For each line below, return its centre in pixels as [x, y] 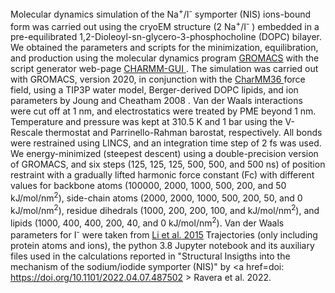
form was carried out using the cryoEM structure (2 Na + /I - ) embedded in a [165, 25]
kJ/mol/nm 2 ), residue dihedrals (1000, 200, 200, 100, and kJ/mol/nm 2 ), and [165, 209]
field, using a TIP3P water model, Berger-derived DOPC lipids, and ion [154, 90]
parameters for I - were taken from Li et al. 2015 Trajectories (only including [164, 234]
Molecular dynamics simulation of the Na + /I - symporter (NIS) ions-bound [161, 13]
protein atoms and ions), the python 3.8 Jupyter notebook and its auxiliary [162, 245]
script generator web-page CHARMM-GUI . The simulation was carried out [164, 69]
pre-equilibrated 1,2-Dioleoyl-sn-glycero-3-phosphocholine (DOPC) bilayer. [166, 37]
